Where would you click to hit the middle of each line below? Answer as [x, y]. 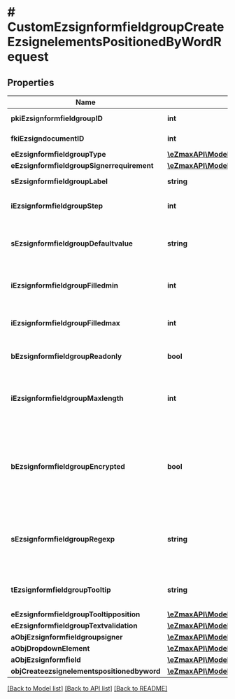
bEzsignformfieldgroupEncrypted [68, 466]
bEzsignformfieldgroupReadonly [66, 356]
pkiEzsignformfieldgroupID [57, 118]
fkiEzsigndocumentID [48, 139]
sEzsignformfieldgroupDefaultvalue [72, 243]
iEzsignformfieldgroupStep [57, 206]
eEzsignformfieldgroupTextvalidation [74, 626]
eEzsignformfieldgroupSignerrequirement [82, 165]
